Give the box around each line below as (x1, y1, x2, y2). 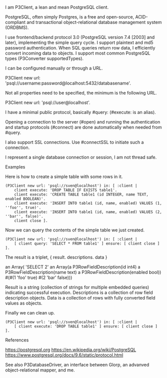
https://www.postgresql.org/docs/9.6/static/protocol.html (5, 352, 123, 358)
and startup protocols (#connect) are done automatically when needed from (5, 124, 162, 130)
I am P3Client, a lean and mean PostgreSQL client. (5, 4, 109, 10)
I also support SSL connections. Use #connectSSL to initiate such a (5, 139, 144, 145)
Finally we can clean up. (5, 310, 55, 315)
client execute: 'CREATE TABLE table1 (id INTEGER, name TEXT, (14, 192, 149, 197)
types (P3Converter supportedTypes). (5, 55, 84, 61)
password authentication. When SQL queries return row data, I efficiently (5, 45, 155, 50)
